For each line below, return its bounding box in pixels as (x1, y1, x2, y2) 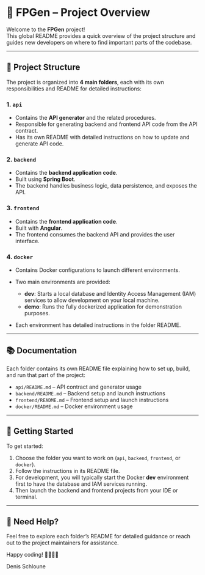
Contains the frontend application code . (15, 218, 118, 225)
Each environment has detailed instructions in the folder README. (15, 321, 181, 329)
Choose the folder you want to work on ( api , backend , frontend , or (15, 454, 181, 461)
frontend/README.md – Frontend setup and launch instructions (15, 396, 169, 403)
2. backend (6, 155, 37, 164)
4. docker (6, 252, 34, 261)
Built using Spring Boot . (15, 175, 76, 183)
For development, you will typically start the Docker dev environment (15, 474, 189, 481)
